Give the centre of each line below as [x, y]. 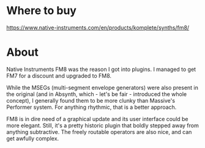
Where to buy [41, 11]
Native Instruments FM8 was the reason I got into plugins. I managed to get [101, 69]
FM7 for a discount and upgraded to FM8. [59, 76]
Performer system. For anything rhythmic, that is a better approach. [91, 107]
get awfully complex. [33, 138]
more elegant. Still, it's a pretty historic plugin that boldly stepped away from [102, 125]
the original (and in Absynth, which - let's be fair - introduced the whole [97, 94]
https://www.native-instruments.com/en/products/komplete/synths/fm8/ [98, 28]
